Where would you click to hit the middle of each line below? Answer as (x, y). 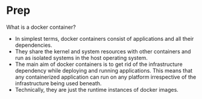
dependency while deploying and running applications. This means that (104, 70)
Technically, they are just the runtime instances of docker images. (97, 89)
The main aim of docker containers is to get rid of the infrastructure (99, 64)
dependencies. (33, 45)
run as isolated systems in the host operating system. (81, 58)
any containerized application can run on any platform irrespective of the (106, 77)
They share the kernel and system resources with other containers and (103, 51)
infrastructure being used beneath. (58, 83)
